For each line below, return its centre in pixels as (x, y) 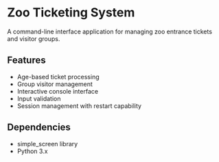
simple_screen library (47, 144)
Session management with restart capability (79, 106)
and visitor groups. (34, 38)
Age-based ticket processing (58, 77)
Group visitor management (55, 84)
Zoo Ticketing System (71, 13)
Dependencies (39, 127)
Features (26, 60)
